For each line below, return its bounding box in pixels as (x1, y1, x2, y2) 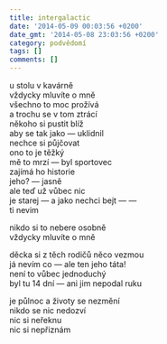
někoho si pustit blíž (9, 118, 84, 129)
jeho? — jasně (9, 176, 62, 186)
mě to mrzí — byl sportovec (9, 157, 113, 167)
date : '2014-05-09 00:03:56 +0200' (9, 22, 144, 31)
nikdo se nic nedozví (9, 305, 87, 316)
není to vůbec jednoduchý (9, 268, 107, 279)
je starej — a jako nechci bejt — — (9, 195, 137, 206)
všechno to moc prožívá (9, 99, 99, 109)
